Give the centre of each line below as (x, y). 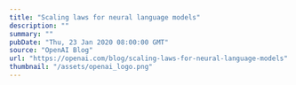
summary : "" (31, 34)
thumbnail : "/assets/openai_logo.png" (81, 67)
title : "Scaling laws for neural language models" (105, 17)
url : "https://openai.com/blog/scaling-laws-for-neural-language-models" (149, 58)
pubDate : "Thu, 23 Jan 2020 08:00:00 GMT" (89, 42)
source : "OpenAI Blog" (51, 50)
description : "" (39, 26)
